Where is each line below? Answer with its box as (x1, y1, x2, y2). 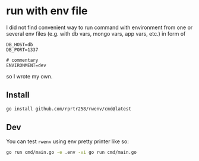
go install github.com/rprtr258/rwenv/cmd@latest (6, 106, 132, 112)
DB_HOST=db (6, 42, 33, 48)
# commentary (6, 57, 39, 63)
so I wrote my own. (6, 72, 53, 80)
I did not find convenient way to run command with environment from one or (6, 24, 193, 31)
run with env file (6, 4, 88, 18)
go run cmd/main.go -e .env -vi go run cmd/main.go (6, 150, 137, 156)
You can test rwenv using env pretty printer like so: (6, 138, 129, 145)
